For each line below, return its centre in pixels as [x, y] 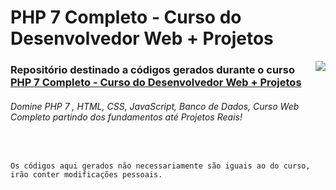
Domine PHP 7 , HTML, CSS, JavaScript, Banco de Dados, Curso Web [155, 106]
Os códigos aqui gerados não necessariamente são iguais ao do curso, [160, 166]
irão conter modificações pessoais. [86, 175]
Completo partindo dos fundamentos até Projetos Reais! [126, 117]
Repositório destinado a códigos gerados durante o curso [152, 70]
